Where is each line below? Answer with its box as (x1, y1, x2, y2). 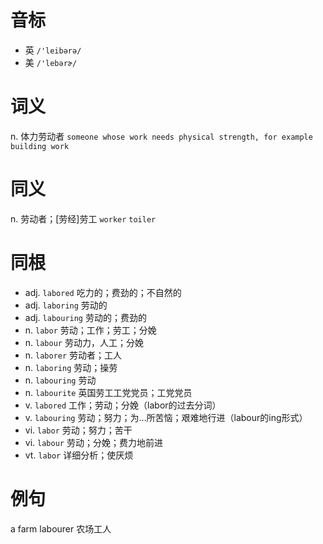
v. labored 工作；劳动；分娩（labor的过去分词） (24, 399, 222, 411)
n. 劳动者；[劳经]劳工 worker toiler (10, 212, 157, 225)
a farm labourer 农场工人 (10, 522, 112, 535)
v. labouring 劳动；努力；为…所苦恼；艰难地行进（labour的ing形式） (24, 411, 308, 423)
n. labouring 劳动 (24, 374, 97, 386)
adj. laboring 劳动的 (24, 299, 108, 311)
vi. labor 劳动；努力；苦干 (24, 424, 133, 436)
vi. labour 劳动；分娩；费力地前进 (24, 436, 163, 448)
